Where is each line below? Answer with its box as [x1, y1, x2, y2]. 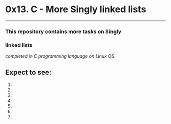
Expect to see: [5, 68, 52, 77]
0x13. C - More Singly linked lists [5, 4, 147, 15]
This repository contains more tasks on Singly [5, 28, 122, 35]
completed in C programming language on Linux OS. [5, 53, 116, 59]
